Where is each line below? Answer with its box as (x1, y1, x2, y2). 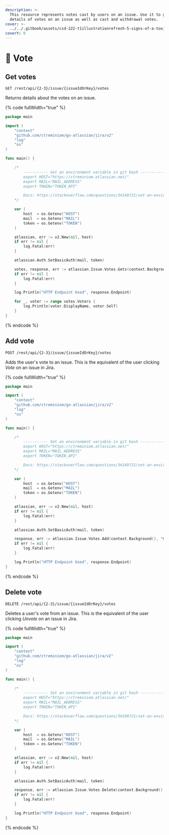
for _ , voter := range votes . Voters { (14, 299, 96, 304)
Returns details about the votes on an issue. (5, 95, 97, 101)
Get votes (5, 73, 36, 81)
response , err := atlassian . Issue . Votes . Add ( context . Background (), (14, 536, 158, 542)
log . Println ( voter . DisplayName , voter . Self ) (23, 304, 118, 309)
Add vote (5, 337, 34, 345)
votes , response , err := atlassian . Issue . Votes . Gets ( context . (14, 267, 147, 272)
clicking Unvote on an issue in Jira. (5, 616, 77, 622)
